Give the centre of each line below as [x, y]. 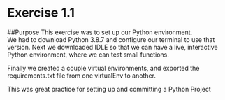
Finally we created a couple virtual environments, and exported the [103, 68]
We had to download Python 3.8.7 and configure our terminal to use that [111, 39]
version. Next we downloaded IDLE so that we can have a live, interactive [112, 47]
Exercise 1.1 [41, 13]
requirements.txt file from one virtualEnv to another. [81, 76]
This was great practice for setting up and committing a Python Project [109, 89]
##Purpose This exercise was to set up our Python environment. [100, 32]
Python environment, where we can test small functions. [88, 55]
